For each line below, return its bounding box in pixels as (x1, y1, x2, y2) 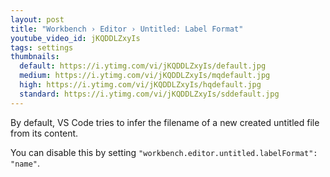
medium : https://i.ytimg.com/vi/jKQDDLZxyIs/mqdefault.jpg (19, 71, 271, 81)
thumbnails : (10, 52, 60, 62)
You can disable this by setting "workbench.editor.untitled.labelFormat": (10, 146, 318, 158)
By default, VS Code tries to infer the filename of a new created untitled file (10, 116, 320, 128)
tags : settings (10, 42, 74, 53)
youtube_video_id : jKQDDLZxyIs (10, 33, 141, 43)
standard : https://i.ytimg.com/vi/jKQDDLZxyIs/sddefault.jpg (19, 89, 280, 99)
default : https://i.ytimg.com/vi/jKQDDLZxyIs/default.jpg (19, 61, 267, 71)
